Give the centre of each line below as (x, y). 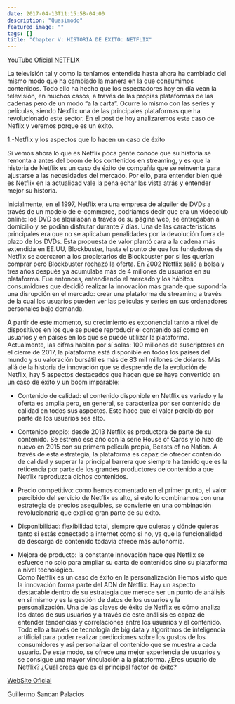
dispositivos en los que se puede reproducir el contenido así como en (108, 330)
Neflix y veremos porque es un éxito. (60, 126)
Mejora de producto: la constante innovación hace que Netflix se (111, 555)
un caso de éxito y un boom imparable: (63, 382)
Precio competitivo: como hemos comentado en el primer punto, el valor (122, 490)
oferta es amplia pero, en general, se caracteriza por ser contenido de (119, 403)
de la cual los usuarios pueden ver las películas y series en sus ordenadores (117, 301)
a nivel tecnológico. (46, 570)
